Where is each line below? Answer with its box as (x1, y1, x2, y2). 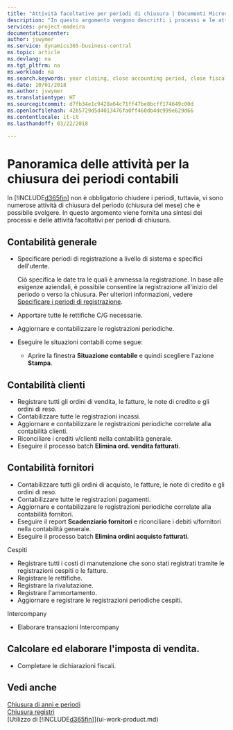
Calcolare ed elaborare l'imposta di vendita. (7, 643, 200, 655)
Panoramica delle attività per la (7, 156, 189, 172)
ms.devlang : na (7, 56, 51, 63)
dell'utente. (17, 262, 50, 270)
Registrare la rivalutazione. (17, 581, 94, 590)
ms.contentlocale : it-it (7, 113, 79, 120)
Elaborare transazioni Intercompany (17, 623, 119, 631)
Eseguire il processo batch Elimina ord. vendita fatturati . (17, 442, 180, 451)
